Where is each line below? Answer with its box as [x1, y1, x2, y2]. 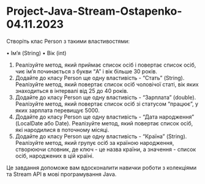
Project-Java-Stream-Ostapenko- [6, 4, 182, 18]
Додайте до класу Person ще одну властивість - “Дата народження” [15, 113, 195, 120]
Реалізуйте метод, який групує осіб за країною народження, [15, 139, 174, 146]
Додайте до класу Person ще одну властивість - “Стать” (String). [15, 74, 185, 81]
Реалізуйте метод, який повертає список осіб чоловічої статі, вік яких [15, 81, 199, 88]
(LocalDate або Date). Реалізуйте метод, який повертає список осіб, [15, 119, 193, 127]
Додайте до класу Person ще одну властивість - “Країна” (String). [15, 133, 187, 140]
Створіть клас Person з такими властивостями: [6, 37, 130, 45]
